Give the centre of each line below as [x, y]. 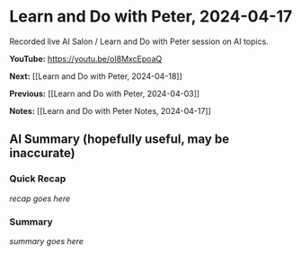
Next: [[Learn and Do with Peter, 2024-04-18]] [96, 76]
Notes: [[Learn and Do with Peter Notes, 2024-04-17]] [110, 110]
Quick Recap [38, 179]
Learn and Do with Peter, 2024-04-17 [151, 17]
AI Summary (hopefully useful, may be [120, 140]
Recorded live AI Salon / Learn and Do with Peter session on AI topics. [139, 41]
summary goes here [46, 241]
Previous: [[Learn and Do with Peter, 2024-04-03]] [105, 93]
